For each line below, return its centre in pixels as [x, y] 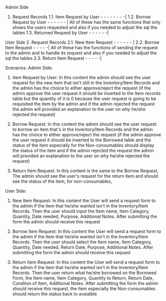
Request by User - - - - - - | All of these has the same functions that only [86, 22]
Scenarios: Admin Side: [29, 68]
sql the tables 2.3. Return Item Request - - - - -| [54, 58]
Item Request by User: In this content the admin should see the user [82, 77]
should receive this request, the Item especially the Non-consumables [84, 289]
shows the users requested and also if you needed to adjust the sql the [85, 27]
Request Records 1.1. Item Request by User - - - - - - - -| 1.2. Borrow [82, 17]
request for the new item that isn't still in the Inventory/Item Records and [86, 83]
